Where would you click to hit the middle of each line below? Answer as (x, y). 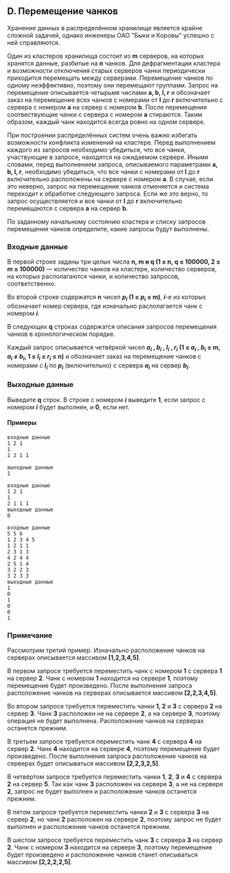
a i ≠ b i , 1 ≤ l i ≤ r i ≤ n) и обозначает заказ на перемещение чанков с (104, 357)
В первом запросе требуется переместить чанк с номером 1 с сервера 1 (115, 671)
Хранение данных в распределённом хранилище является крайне (105, 28)
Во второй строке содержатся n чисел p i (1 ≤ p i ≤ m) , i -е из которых (107, 297)
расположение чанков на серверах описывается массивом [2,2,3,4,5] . (112, 693)
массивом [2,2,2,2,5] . (40, 862)
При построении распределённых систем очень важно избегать (102, 135)
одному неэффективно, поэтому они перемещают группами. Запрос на (113, 85)
